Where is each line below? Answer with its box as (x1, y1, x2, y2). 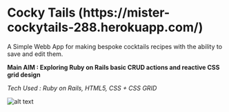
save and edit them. (7, 50, 63, 58)
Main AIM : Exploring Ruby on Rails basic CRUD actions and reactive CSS (7, 63, 220, 71)
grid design (7, 71, 41, 79)
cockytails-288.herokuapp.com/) (7, 19, 203, 35)
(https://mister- (78, 5, 170, 21)
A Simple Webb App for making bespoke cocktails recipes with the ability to (7, 42, 223, 50)
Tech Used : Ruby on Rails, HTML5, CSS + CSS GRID (7, 84, 157, 92)
